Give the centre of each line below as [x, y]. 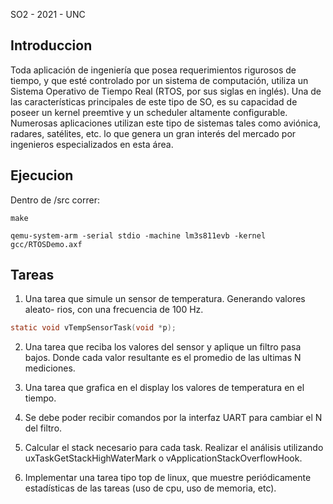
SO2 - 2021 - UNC [48, 14]
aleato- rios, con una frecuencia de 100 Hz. [114, 310]
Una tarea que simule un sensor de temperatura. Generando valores [165, 299]
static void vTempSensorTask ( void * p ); [93, 328]
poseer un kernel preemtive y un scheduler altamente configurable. [149, 112]
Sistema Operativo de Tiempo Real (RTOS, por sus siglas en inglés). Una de [166, 91]
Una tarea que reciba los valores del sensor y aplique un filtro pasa [163, 347]
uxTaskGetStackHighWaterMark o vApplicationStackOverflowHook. [163, 458]
